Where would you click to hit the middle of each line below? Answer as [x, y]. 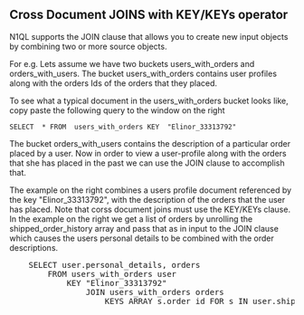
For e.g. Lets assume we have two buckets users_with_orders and [132, 63]
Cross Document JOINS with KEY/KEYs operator [149, 15]
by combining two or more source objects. [88, 46]
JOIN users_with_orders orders [155, 292]
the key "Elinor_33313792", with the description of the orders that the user [147, 199]
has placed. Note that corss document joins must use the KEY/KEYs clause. [150, 209]
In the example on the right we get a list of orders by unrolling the [131, 219]
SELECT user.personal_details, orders [114, 265]
